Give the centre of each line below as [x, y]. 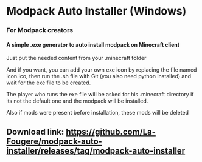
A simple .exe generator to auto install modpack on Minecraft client [93, 44]
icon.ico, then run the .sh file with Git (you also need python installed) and [99, 76]
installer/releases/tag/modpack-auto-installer [96, 151]
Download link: [35, 132]
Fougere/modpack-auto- [54, 141]
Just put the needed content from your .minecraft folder [76, 58]
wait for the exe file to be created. [49, 83]
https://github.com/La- [111, 132]
